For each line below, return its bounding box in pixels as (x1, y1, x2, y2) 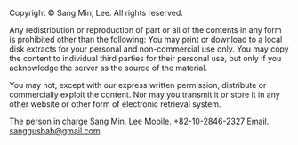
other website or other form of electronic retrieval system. (9, 99, 221, 109)
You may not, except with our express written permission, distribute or (9, 80, 267, 90)
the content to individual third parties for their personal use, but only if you (9, 53, 282, 63)
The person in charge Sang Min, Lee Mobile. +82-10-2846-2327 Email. (9, 116, 270, 126)
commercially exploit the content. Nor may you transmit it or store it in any (9, 89, 280, 100)
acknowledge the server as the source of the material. (9, 62, 207, 73)
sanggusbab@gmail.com (9, 125, 101, 136)
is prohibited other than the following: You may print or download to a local (9, 35, 283, 44)
